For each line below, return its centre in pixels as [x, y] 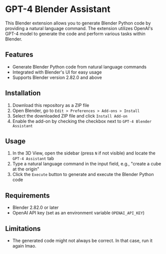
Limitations [23, 228]
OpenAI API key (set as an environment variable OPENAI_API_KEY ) [78, 213]
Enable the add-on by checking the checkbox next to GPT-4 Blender [82, 121]
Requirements [27, 195]
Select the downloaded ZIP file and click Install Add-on [70, 115]
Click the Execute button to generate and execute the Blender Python [83, 174]
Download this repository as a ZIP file [51, 105]
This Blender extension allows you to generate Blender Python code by [78, 23]
